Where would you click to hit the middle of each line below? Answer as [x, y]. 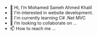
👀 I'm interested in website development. [51, 13]
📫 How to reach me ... [33, 28]
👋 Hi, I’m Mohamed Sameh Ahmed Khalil [51, 8]
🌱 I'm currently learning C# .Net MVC [48, 18]
